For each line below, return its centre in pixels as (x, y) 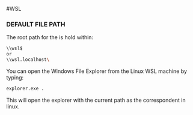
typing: (15, 77)
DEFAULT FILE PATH (36, 24)
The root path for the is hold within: (50, 37)
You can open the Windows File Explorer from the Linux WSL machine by (97, 71)
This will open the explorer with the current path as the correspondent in (96, 100)
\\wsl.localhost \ (28, 60)
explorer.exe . (25, 89)
